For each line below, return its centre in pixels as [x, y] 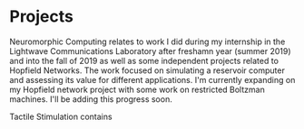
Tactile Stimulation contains [61, 116]
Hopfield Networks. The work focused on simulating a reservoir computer [147, 70]
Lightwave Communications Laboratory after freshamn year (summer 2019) [151, 51]
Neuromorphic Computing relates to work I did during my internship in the [147, 41]
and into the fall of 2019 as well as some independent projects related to [144, 60]
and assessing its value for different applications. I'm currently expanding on [152, 79]
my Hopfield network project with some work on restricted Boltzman [137, 89]
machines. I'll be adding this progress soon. [91, 99]
